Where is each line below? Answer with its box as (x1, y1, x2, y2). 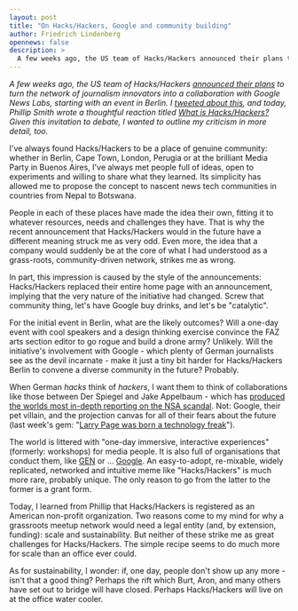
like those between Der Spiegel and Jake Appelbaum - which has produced (9, 392, 286, 401)
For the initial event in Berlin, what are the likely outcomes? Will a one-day (9, 317, 279, 328)
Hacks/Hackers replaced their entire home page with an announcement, (9, 282, 273, 291)
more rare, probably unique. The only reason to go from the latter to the (9, 474, 271, 485)
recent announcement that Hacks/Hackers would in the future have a (9, 226, 262, 236)
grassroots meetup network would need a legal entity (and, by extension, (9, 520, 277, 530)
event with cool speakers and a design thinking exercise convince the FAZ (9, 327, 280, 337)
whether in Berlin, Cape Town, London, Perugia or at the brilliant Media (9, 153, 269, 163)
